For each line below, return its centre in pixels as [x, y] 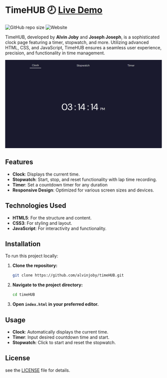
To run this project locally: [32, 256]
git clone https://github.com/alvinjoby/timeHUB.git [68, 275]
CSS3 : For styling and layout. [42, 223]
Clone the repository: [35, 266]
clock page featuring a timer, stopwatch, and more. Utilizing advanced [77, 42]
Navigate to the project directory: [47, 285]
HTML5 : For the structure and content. [52, 217]
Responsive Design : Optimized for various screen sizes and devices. [83, 190]
